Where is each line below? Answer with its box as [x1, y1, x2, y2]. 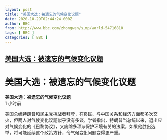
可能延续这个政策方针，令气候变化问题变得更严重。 [18, 130, 123, 136]
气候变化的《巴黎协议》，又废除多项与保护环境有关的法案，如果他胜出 [9, 123, 151, 130]
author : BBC [5, 21, 30, 26]
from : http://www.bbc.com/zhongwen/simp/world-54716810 [5, 26, 123, 31]
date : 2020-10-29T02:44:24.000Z [5, 16, 72, 21]
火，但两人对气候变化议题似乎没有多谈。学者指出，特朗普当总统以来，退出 [5, 117, 158, 123]
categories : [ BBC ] [5, 35, 48, 40]
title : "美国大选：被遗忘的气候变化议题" [5, 12, 81, 17]
